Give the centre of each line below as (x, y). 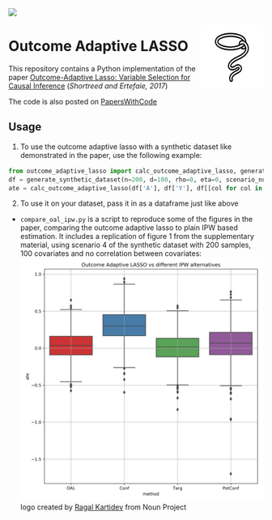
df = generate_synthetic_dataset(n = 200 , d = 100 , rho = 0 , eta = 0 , (115, 179)
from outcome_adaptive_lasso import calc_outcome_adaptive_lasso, (123, 171)
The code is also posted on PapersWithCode (83, 101)
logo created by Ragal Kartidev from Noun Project (103, 507)
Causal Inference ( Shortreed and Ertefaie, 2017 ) (88, 86)
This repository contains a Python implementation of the (102, 68)
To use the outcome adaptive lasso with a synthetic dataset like (126, 147)
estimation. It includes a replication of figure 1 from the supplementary (137, 237)
